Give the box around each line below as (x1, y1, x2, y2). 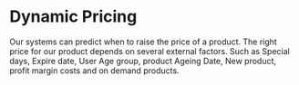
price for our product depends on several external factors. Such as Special (9, 45, 290, 56)
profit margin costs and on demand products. (9, 65, 180, 76)
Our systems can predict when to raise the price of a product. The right (9, 36, 278, 47)
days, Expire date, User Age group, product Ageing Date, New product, (9, 55, 276, 66)
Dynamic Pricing (9, 6, 138, 27)
